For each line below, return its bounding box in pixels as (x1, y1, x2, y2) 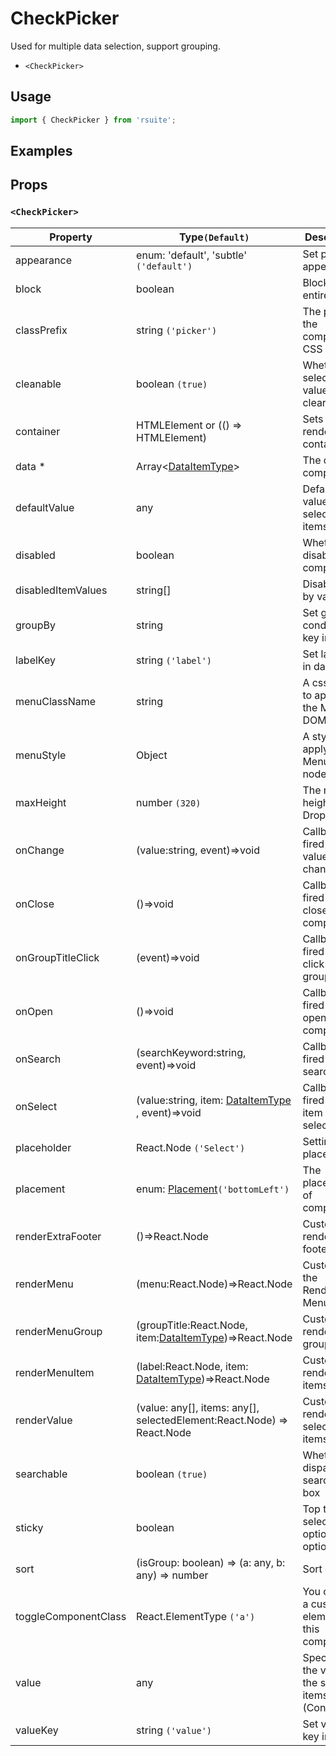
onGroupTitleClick (15, 950, 100, 964)
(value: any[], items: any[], (136, 1400, 260, 1414)
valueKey (15, 1723, 59, 1737)
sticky (15, 1520, 44, 1534)
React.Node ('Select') (136, 1140, 246, 1154)
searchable (15, 1467, 68, 1481)
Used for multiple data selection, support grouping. (10, 40, 221, 52)
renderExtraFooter (15, 1229, 102, 1243)
